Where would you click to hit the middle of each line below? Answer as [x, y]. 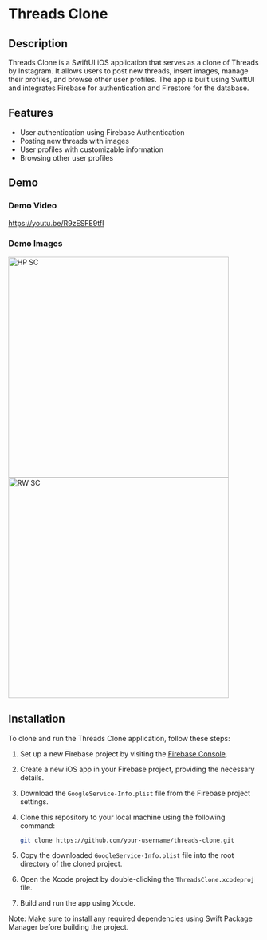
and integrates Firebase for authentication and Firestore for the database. [129, 88]
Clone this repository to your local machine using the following [122, 817]
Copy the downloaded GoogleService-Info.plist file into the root [127, 855]
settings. [34, 801]
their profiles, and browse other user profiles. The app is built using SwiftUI [132, 79]
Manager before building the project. [69, 927]
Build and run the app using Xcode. [77, 903]
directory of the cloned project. [71, 864]
